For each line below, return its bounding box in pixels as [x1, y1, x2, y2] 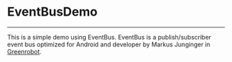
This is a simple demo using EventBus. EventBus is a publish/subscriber [7, 33, 212, 41]
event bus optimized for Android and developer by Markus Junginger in [7, 40, 211, 48]
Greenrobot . [7, 47, 42, 55]
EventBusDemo [7, 4, 98, 20]
